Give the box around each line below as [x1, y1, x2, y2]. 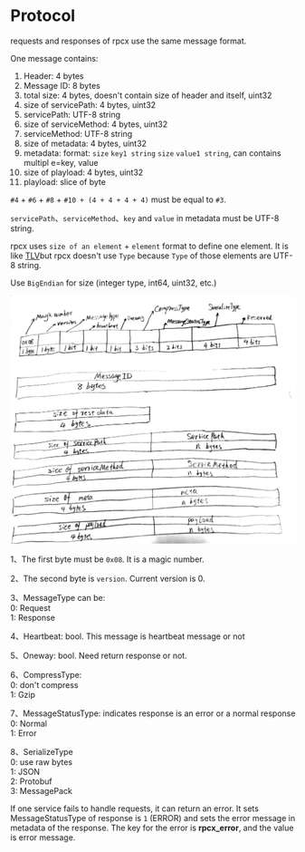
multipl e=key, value [23, 157, 99, 168]
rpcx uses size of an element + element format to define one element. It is [10, 240, 289, 251]
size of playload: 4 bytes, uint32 [23, 167, 144, 178]
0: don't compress [10, 680, 79, 691]
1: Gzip [10, 690, 35, 701]
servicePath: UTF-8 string [23, 109, 121, 120]
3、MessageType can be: [10, 593, 106, 604]
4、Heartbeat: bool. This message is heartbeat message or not [10, 631, 245, 642]
